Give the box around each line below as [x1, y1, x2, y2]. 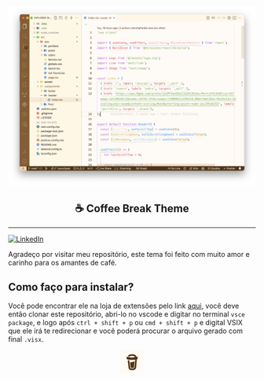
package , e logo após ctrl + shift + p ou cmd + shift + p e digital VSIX [8, 318, 244, 328]
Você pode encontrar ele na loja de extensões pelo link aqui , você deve [8, 301, 240, 311]
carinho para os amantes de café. [8, 258, 117, 267]
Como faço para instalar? [8, 280, 134, 294]
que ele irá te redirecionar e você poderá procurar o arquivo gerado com [8, 326, 244, 335]
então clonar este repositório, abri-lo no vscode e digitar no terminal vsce [8, 310, 245, 319]
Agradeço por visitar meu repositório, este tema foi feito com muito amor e [8, 249, 250, 258]
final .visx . [8, 335, 44, 344]
